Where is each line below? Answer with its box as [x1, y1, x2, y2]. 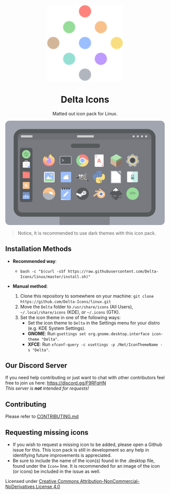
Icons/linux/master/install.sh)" [20, 274, 91, 279]
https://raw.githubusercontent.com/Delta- [67, 268, 159, 274]
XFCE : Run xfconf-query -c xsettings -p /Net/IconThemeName [27, 341, 158, 347]
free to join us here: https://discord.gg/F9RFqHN [5, 380, 106, 386]
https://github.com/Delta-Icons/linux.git [20, 299, 111, 304]
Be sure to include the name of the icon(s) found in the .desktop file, [12, 458, 155, 464]
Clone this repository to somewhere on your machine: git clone [20, 293, 154, 299]
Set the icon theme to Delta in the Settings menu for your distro [27, 320, 160, 326]
